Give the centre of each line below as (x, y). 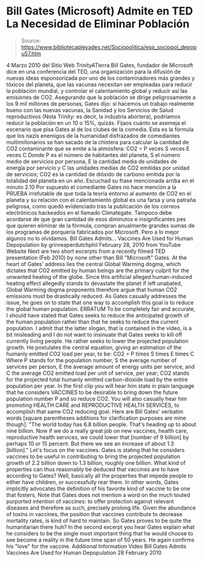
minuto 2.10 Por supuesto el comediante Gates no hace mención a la (91, 187)
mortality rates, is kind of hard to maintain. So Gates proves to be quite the (99, 520)
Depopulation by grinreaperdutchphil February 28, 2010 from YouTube (94, 244)
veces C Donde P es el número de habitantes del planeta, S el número (93, 155)
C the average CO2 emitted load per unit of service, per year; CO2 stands (98, 373)
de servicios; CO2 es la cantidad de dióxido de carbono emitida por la (93, 174)
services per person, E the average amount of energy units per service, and (101, 366)
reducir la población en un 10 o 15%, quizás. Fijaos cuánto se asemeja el (96, 123)
